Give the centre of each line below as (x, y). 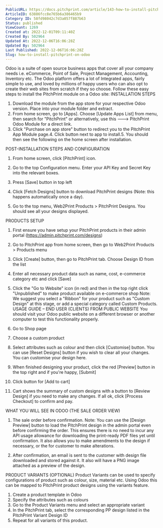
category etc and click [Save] (42, 279)
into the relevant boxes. (36, 173)
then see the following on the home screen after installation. (72, 140)
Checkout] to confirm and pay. (43, 401)
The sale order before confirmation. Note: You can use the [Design (79, 420)
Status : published (24, 23)
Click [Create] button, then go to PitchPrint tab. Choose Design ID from (83, 259)
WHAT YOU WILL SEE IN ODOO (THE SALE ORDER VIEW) (63, 411)
